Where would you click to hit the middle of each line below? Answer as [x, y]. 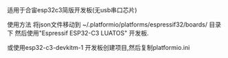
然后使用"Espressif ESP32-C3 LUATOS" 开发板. [82, 33]
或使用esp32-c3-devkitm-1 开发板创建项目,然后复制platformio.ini [99, 47]
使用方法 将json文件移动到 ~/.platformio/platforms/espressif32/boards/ [107, 25]
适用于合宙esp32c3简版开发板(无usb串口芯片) [72, 10]
